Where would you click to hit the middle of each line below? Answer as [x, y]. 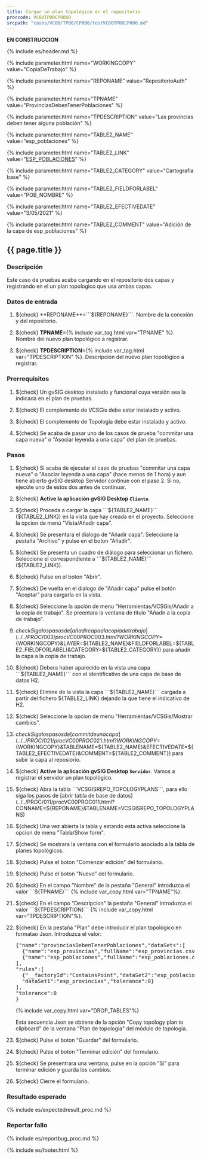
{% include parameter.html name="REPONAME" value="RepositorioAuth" [97, 81]
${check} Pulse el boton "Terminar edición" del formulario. [87, 1051]
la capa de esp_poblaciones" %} [47, 231]
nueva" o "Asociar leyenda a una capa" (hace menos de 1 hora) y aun [101, 474]
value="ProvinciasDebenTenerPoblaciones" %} [65, 105]
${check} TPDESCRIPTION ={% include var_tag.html [80, 351]
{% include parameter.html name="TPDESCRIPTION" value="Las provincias [100, 117]
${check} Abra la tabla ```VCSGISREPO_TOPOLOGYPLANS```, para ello [101, 789]
